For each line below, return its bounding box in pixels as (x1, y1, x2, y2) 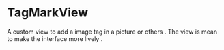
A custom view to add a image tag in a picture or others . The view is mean (7, 27, 217, 36)
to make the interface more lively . (7, 34, 103, 42)
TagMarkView (7, 5, 89, 21)
